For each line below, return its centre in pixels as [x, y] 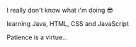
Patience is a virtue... [37, 37]
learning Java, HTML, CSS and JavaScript [68, 23]
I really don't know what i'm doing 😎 [60, 10]
